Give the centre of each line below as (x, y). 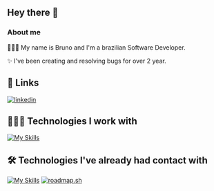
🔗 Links (23, 83)
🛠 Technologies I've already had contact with (108, 160)
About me (24, 32)
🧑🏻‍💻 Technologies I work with (72, 121)
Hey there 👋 (33, 13)
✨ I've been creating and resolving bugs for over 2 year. (87, 61)
